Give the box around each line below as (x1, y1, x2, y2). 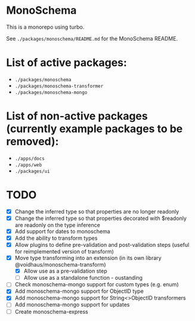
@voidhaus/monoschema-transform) (14, 261, 106, 268)
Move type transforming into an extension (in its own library (14, 255, 162, 262)
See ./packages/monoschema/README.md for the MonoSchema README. (6, 35, 178, 42)
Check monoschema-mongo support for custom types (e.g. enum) (14, 281, 179, 288)
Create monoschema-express (14, 308, 88, 315)
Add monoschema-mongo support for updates (14, 301, 130, 308)
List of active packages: (6, 56, 127, 69)
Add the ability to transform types (14, 234, 98, 241)
